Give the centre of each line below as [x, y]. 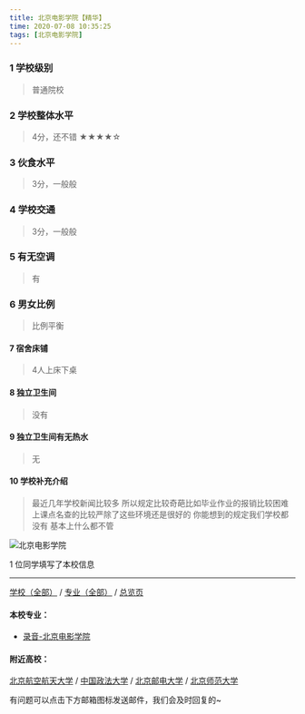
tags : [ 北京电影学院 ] [46, 34]
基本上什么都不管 [82, 525]
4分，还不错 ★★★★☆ [76, 136]
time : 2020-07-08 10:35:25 [60, 26]
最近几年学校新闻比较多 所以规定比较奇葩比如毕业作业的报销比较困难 [160, 503]
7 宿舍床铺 [29, 348]
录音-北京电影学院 [56, 637]
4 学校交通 [33, 210]
